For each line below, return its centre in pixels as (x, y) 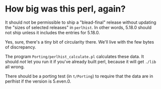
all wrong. (15, 67)
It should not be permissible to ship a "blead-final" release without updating (81, 22)
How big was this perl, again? (65, 9)
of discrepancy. (21, 47)
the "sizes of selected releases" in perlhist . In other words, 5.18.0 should (78, 27)
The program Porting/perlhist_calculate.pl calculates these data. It (74, 56)
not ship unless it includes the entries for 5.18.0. (53, 32)
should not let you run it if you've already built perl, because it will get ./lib (80, 61)
